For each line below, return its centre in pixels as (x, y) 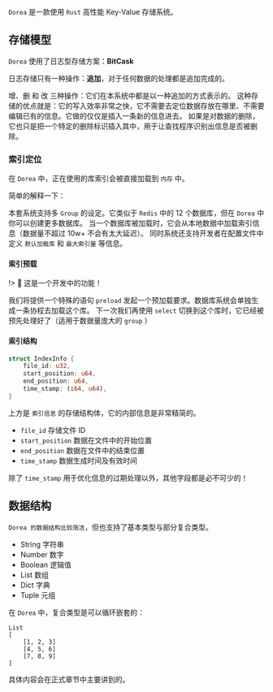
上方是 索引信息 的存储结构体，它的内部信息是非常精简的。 (104, 413)
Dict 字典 (35, 585)
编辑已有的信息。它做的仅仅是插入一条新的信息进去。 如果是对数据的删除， (134, 115)
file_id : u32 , (47, 366)
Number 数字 (42, 554)
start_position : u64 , (59, 374)
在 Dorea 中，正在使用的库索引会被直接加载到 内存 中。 (99, 179)
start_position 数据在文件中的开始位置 (86, 440)
